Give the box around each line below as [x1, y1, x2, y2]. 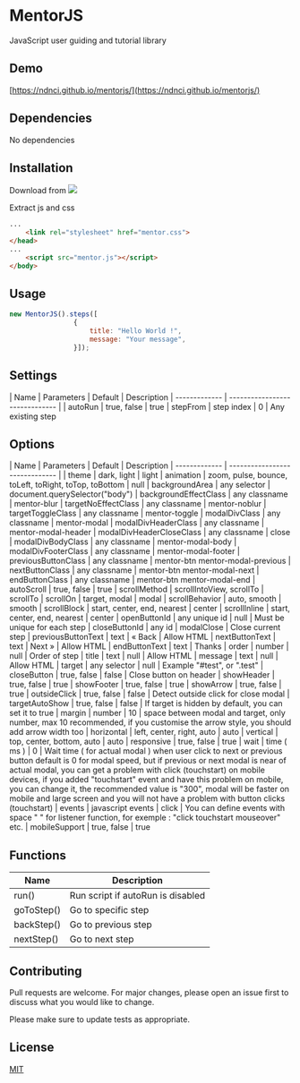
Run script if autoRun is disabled [69, 890, 206, 902]
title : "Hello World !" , [89, 327, 182, 336]
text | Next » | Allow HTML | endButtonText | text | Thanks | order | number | [9, 641, 289, 652]
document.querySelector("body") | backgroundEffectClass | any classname [9, 489, 288, 499]
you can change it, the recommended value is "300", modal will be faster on [9, 784, 289, 795]
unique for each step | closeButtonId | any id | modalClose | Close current [9, 622, 281, 633]
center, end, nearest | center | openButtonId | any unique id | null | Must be [9, 612, 285, 623]
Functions [9, 848, 67, 863]
